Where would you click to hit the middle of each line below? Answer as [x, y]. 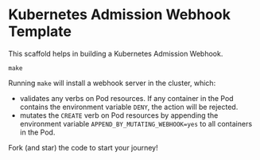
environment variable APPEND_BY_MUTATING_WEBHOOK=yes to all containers [136, 123]
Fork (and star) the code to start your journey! [83, 147]
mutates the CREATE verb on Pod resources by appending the [119, 115]
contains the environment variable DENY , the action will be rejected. [129, 107]
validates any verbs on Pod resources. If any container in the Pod [126, 98]
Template [40, 31]
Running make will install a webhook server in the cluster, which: [112, 83]
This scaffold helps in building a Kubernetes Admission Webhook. [116, 53]
